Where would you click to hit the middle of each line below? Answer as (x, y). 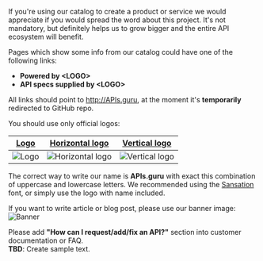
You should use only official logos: (64, 123)
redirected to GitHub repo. (51, 108)
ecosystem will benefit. (46, 36)
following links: (32, 60)
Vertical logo (147, 143)
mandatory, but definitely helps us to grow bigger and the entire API (119, 28)
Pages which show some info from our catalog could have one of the (121, 52)
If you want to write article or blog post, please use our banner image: (122, 208)
